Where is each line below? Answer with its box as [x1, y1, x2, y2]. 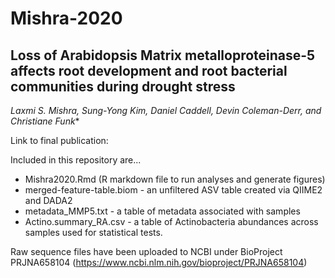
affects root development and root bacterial [10, 62, 288, 79]
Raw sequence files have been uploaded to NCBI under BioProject [10, 246, 283, 257]
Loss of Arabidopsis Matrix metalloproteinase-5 [10, 47, 316, 64]
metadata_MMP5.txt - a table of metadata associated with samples [24, 205, 301, 217]
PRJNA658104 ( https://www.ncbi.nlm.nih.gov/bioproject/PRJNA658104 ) [10, 257, 308, 268]
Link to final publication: [10, 135, 109, 146]
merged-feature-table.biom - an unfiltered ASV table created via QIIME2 [24, 184, 323, 196]
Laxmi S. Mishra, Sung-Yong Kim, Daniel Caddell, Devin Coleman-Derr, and [10, 105, 322, 116]
